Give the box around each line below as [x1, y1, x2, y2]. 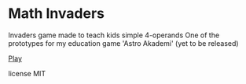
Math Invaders [8, 5, 105, 23]
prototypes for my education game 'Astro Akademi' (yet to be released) [8, 38, 239, 47]
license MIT [8, 68, 46, 78]
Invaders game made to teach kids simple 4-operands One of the [8, 30, 220, 40]
